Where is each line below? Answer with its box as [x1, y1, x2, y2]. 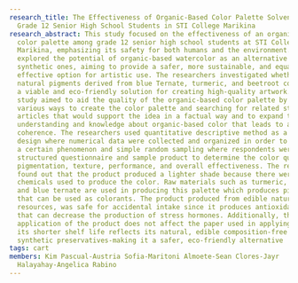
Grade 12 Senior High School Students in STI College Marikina [17, 21, 255, 30]
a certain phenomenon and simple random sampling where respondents [17, 145, 276, 153]
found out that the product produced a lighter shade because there [17, 169, 276, 178]
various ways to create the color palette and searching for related [17, 104, 279, 113]
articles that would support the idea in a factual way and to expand [17, 112, 284, 121]
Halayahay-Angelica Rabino [17, 261, 117, 270]
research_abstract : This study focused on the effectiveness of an [9, 29, 264, 38]
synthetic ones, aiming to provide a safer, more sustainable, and [17, 63, 272, 72]
